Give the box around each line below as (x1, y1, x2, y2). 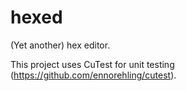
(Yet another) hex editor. (10, 39, 111, 51)
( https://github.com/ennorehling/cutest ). (10, 69, 177, 81)
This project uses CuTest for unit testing (10, 58, 175, 70)
